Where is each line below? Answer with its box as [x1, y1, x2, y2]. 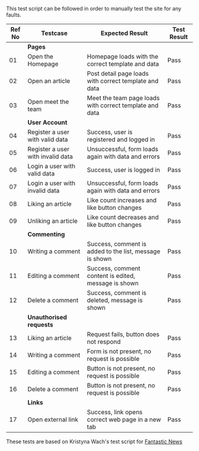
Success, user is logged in [86, 166, 161, 174]
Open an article [27, 77, 70, 85]
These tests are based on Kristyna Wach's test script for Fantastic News [6, 438, 182, 445]
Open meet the [27, 98, 69, 105]
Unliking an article [27, 217, 78, 225]
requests [27, 321, 53, 328]
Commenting [27, 231, 65, 238]
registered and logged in [86, 136, 155, 143]
